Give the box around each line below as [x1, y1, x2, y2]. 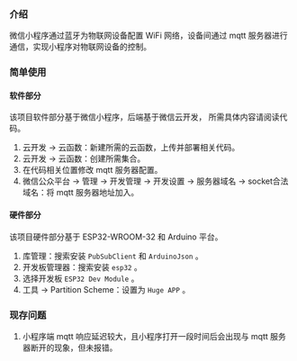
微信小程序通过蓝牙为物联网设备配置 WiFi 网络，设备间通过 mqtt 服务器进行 [9, 30, 288, 41]
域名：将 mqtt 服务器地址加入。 [22, 187, 139, 198]
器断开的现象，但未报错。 [22, 342, 118, 353]
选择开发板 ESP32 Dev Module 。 [22, 273, 139, 284]
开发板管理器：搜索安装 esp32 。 [22, 261, 142, 272]
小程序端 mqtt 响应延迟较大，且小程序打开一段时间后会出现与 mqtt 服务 [22, 330, 286, 341]
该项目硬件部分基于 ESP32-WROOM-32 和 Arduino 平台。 [9, 231, 223, 242]
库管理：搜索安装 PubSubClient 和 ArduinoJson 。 [22, 250, 204, 261]
